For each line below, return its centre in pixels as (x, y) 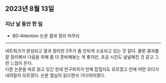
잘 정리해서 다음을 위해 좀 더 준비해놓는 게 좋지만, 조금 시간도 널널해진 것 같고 (80, 57)
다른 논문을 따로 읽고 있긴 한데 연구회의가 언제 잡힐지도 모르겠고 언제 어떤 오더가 (82, 69)
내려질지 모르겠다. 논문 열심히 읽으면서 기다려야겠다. (55, 75)
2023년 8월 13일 (30, 9)
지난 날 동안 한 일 (24, 24)
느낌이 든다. (21, 63)
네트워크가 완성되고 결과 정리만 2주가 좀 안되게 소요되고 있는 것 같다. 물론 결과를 (82, 51)
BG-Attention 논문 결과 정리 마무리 (46, 35)
